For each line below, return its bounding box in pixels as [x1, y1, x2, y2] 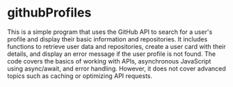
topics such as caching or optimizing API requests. [7, 71, 153, 80]
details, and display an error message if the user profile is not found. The [7, 50, 216, 58]
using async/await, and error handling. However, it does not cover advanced [7, 64, 226, 72]
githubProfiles [7, 5, 92, 21]
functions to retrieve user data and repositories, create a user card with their [7, 42, 226, 50]
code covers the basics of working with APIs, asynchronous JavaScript [7, 57, 211, 65]
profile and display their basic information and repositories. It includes [7, 35, 208, 43]
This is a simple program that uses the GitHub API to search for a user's [7, 28, 213, 36]
